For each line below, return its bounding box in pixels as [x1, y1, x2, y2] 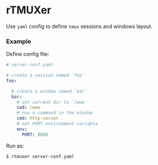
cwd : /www [16, 104, 41, 111]
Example [6, 37, 32, 45]
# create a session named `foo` [6, 72, 85, 79]
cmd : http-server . [16, 115, 64, 121]
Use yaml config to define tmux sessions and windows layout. [6, 23, 153, 30]
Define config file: [6, 51, 50, 58]
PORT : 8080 [21, 132, 49, 138]
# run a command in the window [16, 110, 93, 116]
